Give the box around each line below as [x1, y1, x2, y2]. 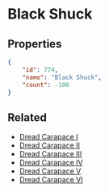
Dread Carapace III [19, 149, 82, 159]
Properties [7, 37, 62, 51]
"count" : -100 [22, 81, 69, 89]
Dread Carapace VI [19, 175, 83, 185]
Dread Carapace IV [19, 158, 83, 168]
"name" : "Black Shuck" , [22, 73, 103, 81]
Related [7, 111, 48, 124]
